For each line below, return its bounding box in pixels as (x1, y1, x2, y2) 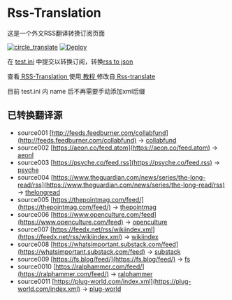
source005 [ (17, 195, 54, 203)
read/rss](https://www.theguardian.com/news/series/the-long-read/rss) (17, 180, 225, 189)
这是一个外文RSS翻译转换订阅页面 (7, 29, 105, 37)
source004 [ (17, 173, 54, 181)
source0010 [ (17, 262, 56, 271)
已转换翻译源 (7, 110, 63, 122)
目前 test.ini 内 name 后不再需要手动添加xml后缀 (7, 87, 145, 95)
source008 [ (17, 240, 54, 248)
